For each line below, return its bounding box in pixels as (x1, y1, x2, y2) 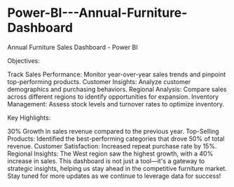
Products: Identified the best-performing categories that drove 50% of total (7, 134, 225, 143)
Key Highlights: (7, 113, 51, 122)
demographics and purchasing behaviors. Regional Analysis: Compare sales (7, 85, 227, 93)
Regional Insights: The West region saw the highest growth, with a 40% (7, 149, 214, 158)
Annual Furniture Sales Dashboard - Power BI (7, 43, 138, 51)
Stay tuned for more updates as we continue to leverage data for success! (7, 172, 221, 180)
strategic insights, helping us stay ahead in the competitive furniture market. (7, 164, 228, 172)
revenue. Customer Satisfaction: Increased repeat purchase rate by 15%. (7, 141, 217, 150)
